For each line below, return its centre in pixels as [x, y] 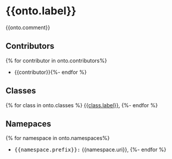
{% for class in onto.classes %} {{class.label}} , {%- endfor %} [82, 105]
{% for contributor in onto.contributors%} [57, 60]
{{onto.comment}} [28, 27]
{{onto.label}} [41, 11]
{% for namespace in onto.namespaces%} [58, 138]
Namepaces [29, 124]
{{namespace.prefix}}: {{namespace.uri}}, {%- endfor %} [90, 149]
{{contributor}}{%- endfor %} [50, 72]
